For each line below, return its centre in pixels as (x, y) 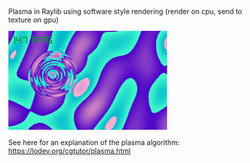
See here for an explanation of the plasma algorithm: (94, 142)
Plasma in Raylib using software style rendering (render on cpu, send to (125, 11)
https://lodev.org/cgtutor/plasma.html (69, 151)
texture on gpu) (34, 20)
